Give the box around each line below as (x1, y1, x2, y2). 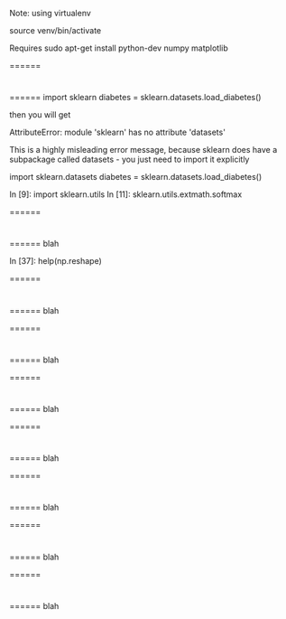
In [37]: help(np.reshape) (9, 256, 102, 267)
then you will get (9, 109, 71, 120)
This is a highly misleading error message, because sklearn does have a (9, 145, 278, 155)
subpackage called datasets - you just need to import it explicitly (9, 154, 250, 165)
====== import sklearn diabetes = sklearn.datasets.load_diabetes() (9, 92, 262, 103)
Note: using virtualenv (9, 8, 92, 18)
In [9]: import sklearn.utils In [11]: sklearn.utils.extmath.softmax (9, 189, 243, 200)
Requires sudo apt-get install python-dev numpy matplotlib (9, 42, 228, 53)
